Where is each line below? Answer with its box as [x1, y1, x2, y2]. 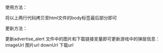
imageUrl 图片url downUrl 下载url [5, 42, 74, 48]
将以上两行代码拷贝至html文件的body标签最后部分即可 [5, 15, 117, 21]
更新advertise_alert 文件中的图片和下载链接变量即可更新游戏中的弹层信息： [5, 36, 160, 42]
